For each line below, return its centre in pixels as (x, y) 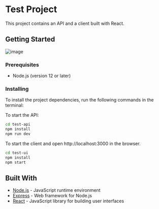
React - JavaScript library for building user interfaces (68, 201)
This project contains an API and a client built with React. (65, 23)
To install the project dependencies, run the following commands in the (80, 100)
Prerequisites (22, 64)
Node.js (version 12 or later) (42, 76)
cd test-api (18, 125)
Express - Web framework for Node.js (52, 196)
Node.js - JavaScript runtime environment (56, 190)
